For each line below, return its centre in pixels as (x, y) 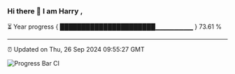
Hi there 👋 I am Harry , (45, 11)
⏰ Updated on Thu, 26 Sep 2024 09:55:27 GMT (76, 50)
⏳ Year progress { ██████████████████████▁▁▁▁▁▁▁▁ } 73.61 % (115, 27)
